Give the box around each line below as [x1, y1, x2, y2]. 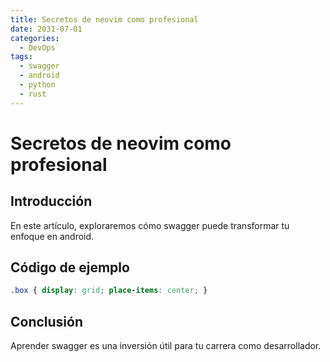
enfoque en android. [10, 230, 95, 242]
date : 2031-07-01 [10, 24, 83, 34]
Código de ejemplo [10, 259, 130, 276]
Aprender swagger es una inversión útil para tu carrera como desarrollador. [10, 340, 322, 352]
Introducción [10, 193, 93, 210]
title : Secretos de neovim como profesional [10, 14, 199, 25]
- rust [19, 89, 47, 99]
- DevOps [19, 42, 56, 53]
